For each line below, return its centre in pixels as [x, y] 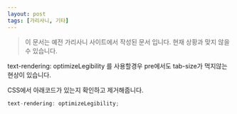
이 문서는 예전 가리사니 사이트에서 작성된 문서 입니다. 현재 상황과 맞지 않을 [127, 42]
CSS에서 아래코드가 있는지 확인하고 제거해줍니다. [75, 90]
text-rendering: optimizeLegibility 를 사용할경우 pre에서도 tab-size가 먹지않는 [117, 66]
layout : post [27, 14]
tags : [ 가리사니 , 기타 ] [38, 21]
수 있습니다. [41, 51]
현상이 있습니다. [30, 75]
